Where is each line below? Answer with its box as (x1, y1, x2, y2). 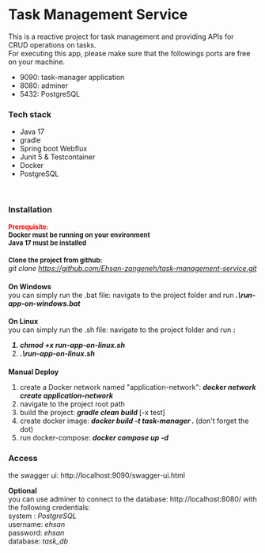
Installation (8, 204, 53, 215)
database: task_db (8, 536, 69, 546)
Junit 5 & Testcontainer (19, 152, 96, 162)
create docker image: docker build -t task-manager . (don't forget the (19, 416, 249, 425)
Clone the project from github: (8, 256, 103, 265)
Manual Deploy (8, 367, 59, 376)
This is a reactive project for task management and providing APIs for (8, 32, 235, 41)
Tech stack (8, 109, 51, 120)
